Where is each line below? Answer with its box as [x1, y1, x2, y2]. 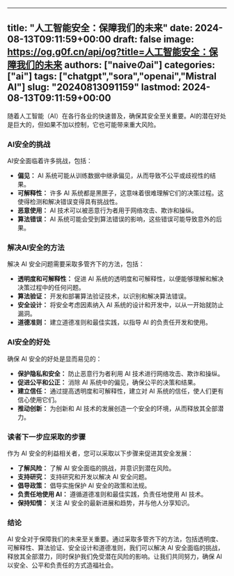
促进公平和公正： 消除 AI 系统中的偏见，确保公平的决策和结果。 [17, 377, 200, 387]
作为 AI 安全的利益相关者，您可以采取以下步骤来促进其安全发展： [7, 449, 194, 457]
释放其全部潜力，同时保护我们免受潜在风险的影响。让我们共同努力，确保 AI [7, 552, 223, 561]
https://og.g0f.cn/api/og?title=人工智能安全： [7, 46, 209, 58]
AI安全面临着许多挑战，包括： [7, 157, 93, 165]
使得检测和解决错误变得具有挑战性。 [17, 198, 122, 206]
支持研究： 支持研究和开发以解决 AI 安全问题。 [17, 473, 151, 481]
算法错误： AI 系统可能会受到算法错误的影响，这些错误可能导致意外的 [17, 215, 217, 224]
